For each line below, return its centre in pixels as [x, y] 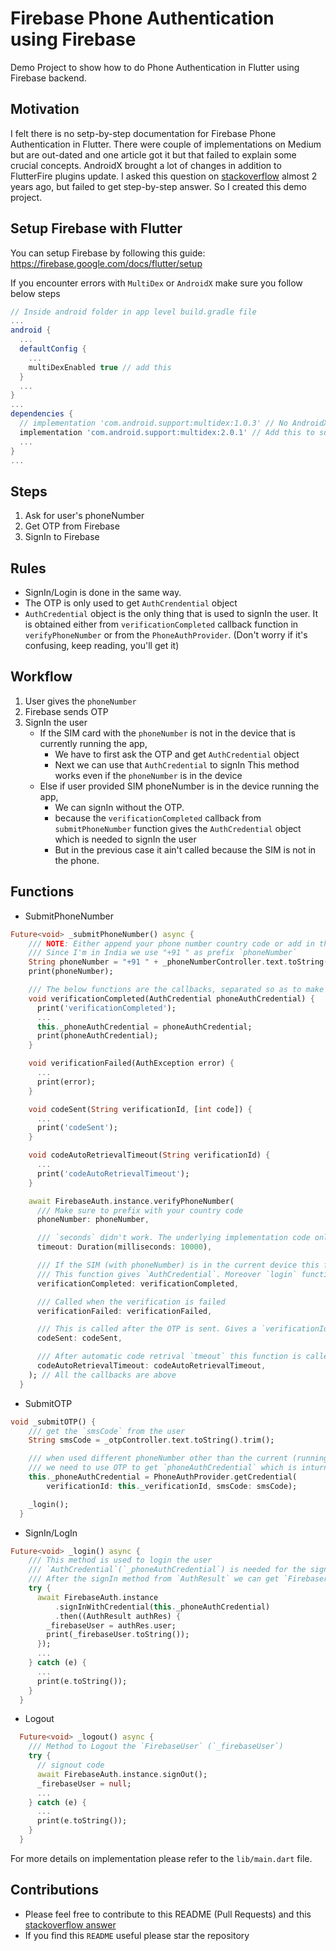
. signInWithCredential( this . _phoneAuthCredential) [162, 1607]
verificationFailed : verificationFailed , [124, 1311]
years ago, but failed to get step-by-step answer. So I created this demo [158, 186]
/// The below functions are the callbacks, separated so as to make [176, 990]
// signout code [70, 1765]
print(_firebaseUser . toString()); [118, 1635]
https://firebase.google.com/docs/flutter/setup [106, 263]
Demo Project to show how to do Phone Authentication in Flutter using [155, 67]
